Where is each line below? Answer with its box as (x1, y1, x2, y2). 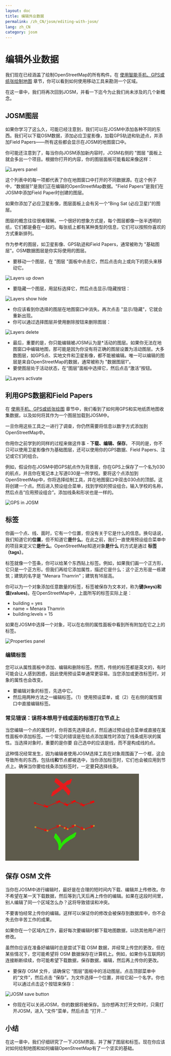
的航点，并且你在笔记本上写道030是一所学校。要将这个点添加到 (5, 470, 139, 476)
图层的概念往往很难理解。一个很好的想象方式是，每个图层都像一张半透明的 (5, 217, 161, 224)
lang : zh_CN (5, 24, 31, 30)
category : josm (5, 30, 38, 35)
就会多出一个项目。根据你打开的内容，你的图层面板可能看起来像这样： (5, 156, 153, 162)
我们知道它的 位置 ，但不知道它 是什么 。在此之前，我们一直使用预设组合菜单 (5, 536, 161, 542)
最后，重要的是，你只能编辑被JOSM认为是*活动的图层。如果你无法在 (12, 339, 158, 346)
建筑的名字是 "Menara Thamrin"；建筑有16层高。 (14, 572, 117, 578)
